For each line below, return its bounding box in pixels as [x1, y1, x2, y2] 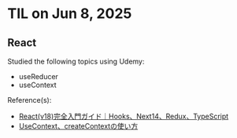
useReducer [18, 72, 58, 81]
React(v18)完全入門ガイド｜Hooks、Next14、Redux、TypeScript [18, 111, 229, 121]
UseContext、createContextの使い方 [18, 122, 139, 130]
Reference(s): [7, 96, 52, 104]
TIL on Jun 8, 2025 [7, 5, 132, 23]
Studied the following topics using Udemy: [7, 56, 145, 66]
